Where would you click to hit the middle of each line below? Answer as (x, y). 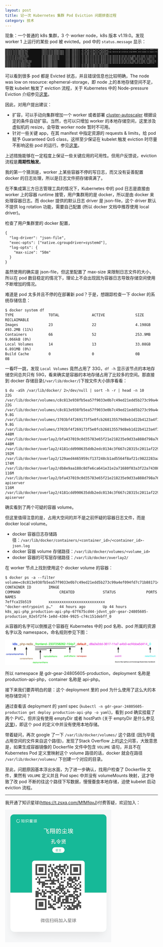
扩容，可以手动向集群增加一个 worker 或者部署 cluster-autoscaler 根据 (82, 115)
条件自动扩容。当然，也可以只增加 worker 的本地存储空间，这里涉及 (88, 121)
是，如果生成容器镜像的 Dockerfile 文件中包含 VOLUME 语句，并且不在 (73, 747)
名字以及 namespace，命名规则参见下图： (47, 632)
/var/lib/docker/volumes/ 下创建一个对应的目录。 (55, 759)
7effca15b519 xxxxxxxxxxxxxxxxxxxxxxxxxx (55, 602)
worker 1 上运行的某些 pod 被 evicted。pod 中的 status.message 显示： (76, 42)
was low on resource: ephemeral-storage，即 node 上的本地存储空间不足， (80, 82)
